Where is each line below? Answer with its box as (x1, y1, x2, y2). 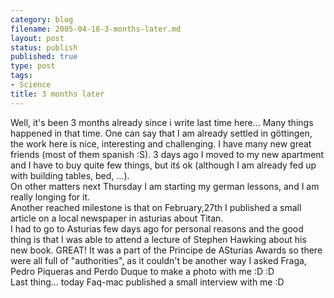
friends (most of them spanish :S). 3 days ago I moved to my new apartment (10, 148, 325, 160)
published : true (10, 52, 78, 62)
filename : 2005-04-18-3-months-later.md (10, 24, 182, 34)
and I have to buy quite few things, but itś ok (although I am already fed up (10, 159, 317, 171)
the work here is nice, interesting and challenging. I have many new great (10, 137, 312, 150)
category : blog (10, 14, 74, 25)
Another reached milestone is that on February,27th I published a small (10, 201, 302, 213)
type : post (10, 61, 56, 71)
